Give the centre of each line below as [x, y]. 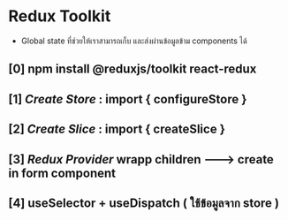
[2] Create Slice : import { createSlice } [117, 129]
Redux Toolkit [60, 16]
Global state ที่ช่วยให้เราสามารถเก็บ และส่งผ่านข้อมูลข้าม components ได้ [134, 41]
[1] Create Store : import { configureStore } [128, 99]
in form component [62, 173]
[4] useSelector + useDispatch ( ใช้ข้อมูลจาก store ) [144, 203]
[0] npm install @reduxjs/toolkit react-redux [133, 69]
